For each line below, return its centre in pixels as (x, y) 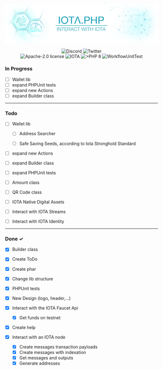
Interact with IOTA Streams (39, 211)
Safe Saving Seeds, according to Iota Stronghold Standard (77, 143)
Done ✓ (14, 239)
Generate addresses (40, 363)
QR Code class (27, 192)
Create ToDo (25, 259)
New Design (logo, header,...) (41, 298)
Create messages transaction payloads (58, 347)
